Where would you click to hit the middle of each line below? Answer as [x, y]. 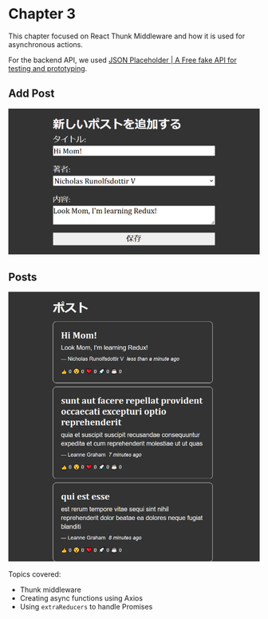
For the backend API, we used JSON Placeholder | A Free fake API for [123, 60]
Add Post [32, 94]
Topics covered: [35, 574]
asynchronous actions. [46, 44]
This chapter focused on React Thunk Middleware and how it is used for [127, 36]
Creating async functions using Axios [81, 598]
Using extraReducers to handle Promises [86, 607]
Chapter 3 [42, 14]
